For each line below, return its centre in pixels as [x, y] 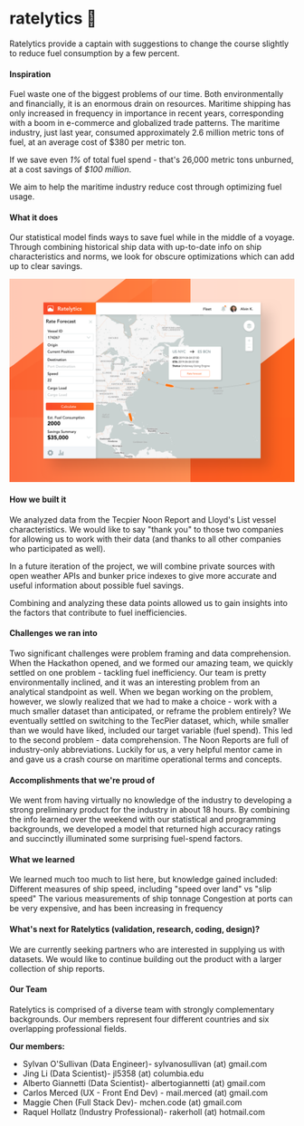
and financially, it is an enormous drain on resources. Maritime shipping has [150, 104]
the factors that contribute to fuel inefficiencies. [98, 612]
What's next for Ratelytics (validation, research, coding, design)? [135, 929]
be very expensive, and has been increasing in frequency [116, 909]
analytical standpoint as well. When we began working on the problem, [142, 692]
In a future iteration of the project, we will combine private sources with [142, 566]
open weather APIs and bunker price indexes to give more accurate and [143, 575]
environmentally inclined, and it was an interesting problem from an [135, 682]
